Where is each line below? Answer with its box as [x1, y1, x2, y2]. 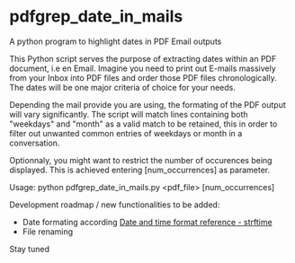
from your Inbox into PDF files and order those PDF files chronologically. [9, 72, 277, 83]
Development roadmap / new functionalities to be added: [9, 199, 220, 210]
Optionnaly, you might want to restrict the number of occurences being [9, 154, 273, 165]
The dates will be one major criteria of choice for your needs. [9, 82, 237, 92]
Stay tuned [9, 243, 49, 254]
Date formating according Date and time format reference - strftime [22, 216, 273, 227]
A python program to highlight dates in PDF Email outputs [9, 36, 222, 47]
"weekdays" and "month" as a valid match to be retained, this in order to [9, 118, 278, 129]
